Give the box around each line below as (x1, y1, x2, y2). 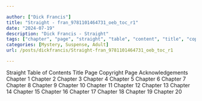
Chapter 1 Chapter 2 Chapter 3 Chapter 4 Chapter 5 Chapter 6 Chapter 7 (6, 75, 186, 82)
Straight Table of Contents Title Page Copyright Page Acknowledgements (6, 69, 188, 76)
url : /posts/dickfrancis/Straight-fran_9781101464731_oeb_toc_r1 (6, 47, 173, 54)
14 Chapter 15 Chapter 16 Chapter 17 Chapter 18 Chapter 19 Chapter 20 (6, 88, 182, 95)
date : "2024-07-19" (6, 25, 55, 31)
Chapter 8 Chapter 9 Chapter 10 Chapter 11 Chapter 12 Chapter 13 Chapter (6, 81, 191, 88)
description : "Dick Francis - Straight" (6, 30, 109, 36)
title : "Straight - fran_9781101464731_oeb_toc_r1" (6, 19, 138, 26)
